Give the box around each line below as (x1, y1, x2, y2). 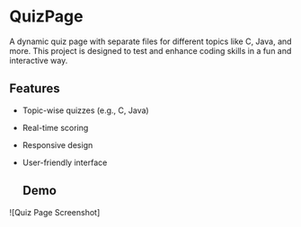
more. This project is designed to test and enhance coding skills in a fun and (9, 45, 292, 56)
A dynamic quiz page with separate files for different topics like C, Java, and (9, 36, 292, 47)
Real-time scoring (22, 122, 89, 133)
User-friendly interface (22, 157, 108, 168)
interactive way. (9, 55, 68, 65)
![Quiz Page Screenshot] (9, 206, 101, 217)
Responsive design (22, 139, 93, 150)
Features (9, 81, 60, 96)
